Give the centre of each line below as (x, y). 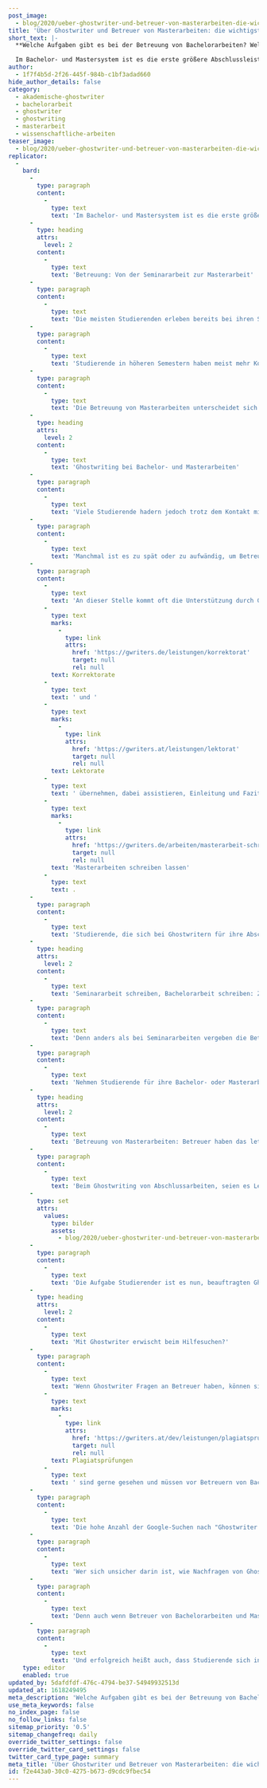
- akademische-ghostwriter (60, 96)
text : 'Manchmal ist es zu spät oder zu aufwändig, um (143, 556)
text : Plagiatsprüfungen (92, 1460)
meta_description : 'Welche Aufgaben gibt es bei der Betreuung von (122, 1698)
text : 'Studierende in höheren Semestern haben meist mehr (150, 363)
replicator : (28, 156)
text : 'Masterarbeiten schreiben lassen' (120, 867)
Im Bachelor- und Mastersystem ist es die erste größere (112, 60)
